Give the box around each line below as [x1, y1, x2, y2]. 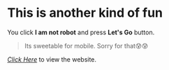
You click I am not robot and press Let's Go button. [7, 28, 155, 36]
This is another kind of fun [7, 5, 163, 21]
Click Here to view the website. [7, 55, 96, 64]
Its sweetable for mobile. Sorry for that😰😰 [24, 41, 149, 50]
